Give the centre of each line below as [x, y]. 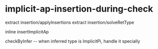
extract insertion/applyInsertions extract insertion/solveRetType [70, 22]
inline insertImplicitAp [27, 32]
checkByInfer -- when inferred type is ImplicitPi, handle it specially [73, 41]
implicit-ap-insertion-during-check [79, 9]
